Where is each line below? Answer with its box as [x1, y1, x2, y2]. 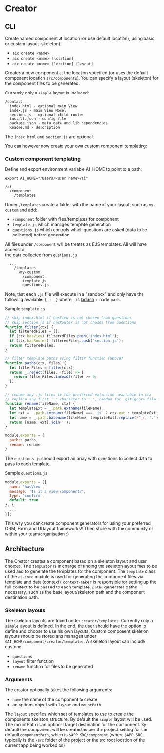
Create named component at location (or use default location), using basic [5, 35, 155, 41]
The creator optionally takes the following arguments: [5, 687, 113, 693]
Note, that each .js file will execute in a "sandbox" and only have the [5, 291, 144, 297]
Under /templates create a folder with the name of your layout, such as [5, 202, 148, 208]
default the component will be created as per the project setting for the [5, 727, 148, 732]
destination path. [5, 594, 39, 600]
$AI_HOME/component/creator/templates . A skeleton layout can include [5, 638, 145, 644]
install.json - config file [9, 117, 67, 121]
